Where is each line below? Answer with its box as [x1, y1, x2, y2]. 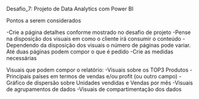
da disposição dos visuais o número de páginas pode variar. [40, 42, 191, 49]
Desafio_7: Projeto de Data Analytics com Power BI [6, 5, 134, 12]
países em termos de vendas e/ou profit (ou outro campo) [32, 73, 178, 80]
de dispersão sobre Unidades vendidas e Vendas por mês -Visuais [26, 79, 194, 86]
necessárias [6, 55, 37, 61]
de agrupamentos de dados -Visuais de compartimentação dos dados [6, 86, 182, 93]
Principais [6, 73, 32, 80]
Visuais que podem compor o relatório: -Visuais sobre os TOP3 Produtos [6, 66, 189, 73]
